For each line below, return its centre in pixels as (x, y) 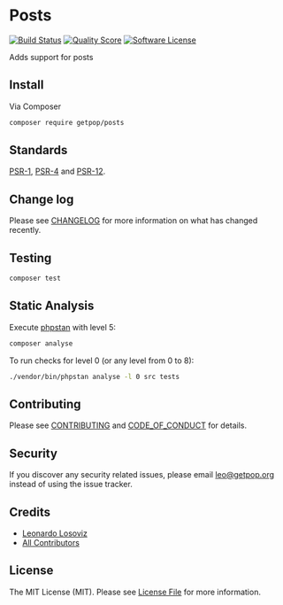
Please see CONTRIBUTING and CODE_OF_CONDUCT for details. (128, 425)
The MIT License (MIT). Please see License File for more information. (135, 592)
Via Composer (35, 106)
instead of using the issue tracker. (71, 485)
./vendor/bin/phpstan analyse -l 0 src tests (94, 376)
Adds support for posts (51, 57)
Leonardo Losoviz (55, 533)
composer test (35, 279)
